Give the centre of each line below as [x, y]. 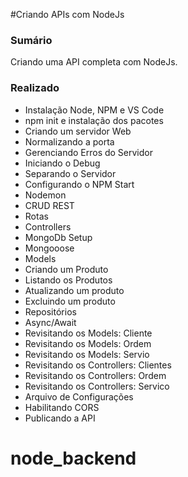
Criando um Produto [66, 269]
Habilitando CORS [62, 407]
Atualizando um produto [74, 290]
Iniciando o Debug [62, 163]
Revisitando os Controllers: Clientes [98, 365]
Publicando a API [60, 418]
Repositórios [50, 311]
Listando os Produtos [68, 280]
